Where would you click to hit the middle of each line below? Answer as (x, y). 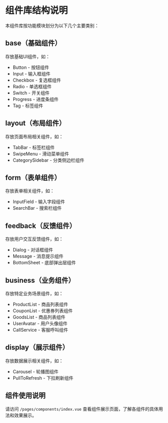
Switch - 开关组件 (31, 93)
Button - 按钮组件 (31, 67)
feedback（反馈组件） (41, 226)
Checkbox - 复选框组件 (37, 80)
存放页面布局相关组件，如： (34, 136)
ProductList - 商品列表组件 (40, 304)
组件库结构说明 (37, 10)
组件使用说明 (25, 396)
